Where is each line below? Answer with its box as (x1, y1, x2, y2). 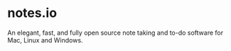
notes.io (7, 5, 58, 21)
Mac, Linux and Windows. (7, 35, 83, 44)
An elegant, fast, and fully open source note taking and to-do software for (7, 28, 224, 37)
